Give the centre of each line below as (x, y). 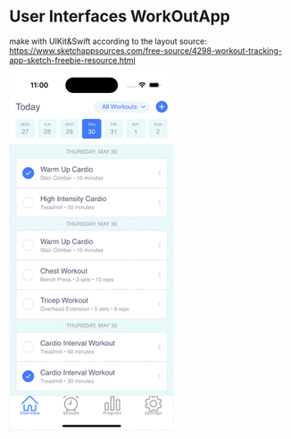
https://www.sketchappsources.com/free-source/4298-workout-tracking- (146, 50)
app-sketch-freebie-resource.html (72, 60)
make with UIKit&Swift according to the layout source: (108, 41)
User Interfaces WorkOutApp (120, 17)
